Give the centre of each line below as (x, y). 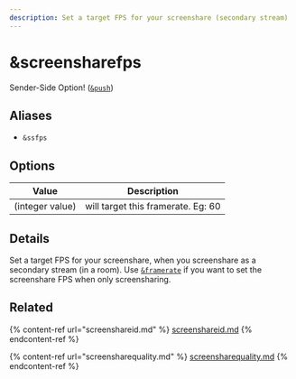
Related (32, 308)
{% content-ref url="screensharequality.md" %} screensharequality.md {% (149, 356)
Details (29, 239)
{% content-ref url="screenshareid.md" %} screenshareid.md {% (131, 329)
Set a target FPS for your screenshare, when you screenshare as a (133, 260)
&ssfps (35, 138)
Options (32, 166)
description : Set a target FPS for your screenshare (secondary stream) (149, 18)
